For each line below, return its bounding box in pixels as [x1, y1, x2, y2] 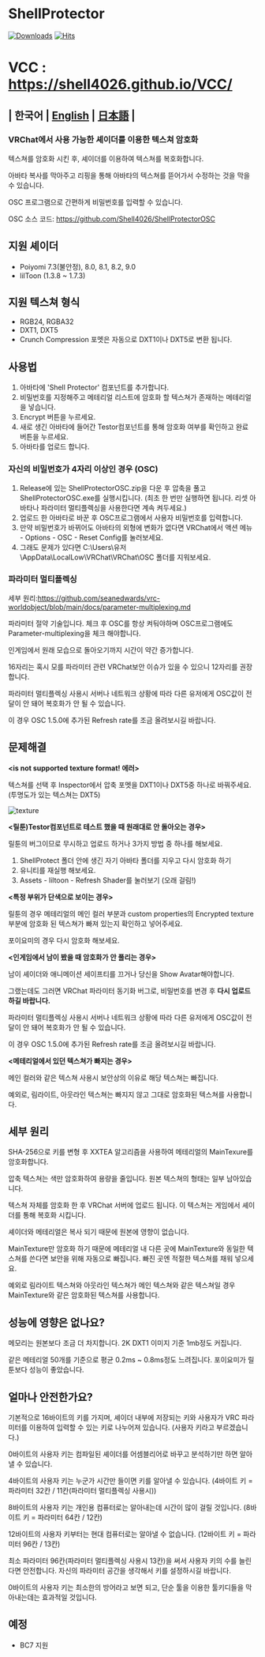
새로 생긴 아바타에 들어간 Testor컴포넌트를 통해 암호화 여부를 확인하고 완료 [19, 422, 249, 431]
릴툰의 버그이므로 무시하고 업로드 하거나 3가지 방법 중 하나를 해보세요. [8, 838, 223, 848]
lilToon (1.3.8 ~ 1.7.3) [19, 270, 86, 281]
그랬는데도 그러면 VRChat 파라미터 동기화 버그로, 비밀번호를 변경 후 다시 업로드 [8, 985, 251, 996]
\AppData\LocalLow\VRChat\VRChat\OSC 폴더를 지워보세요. [19, 552, 211, 562]
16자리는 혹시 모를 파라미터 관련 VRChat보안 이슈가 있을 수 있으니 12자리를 [8, 661, 238, 672]
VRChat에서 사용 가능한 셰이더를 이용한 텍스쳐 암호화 [8, 134, 199, 145]
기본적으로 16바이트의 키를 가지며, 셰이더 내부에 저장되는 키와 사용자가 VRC [8, 1413, 241, 1422]
